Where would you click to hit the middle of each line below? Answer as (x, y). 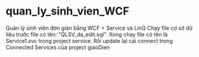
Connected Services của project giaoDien (58, 47)
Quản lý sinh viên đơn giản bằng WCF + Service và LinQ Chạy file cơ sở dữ (99, 28)
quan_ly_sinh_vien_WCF (68, 11)
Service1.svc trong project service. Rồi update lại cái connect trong (89, 41)
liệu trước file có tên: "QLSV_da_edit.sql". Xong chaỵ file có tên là (87, 34)
